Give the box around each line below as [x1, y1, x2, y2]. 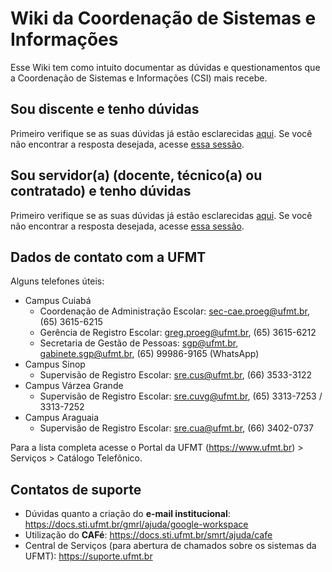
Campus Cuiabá [24, 295, 92, 307]
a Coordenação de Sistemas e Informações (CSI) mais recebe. [10, 72, 268, 84]
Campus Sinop [24, 358, 86, 371]
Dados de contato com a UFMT [10, 248, 207, 266]
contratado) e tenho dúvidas [10, 183, 192, 200]
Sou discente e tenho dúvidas [10, 101, 200, 118]
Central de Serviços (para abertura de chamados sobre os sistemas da [24, 540, 317, 552]
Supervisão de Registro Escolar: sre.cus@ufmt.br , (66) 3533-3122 [39, 369, 313, 381]
